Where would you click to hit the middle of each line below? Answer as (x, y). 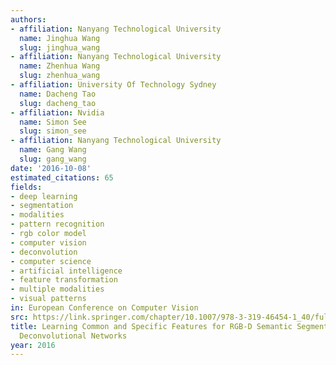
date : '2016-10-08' (51, 168)
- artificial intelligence (66, 271)
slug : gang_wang (53, 159)
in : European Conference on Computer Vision (104, 308)
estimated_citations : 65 (62, 177)
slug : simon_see (53, 131)
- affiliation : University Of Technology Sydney (113, 85)
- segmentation (42, 206)
